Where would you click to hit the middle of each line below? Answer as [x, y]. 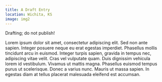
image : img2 [17, 19]
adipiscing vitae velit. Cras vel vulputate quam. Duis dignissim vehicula [78, 59]
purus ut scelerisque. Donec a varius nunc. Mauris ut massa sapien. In [77, 69]
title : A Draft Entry [28, 10]
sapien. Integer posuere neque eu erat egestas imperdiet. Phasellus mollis [81, 48]
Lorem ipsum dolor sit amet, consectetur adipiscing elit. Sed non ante [77, 43]
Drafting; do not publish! [30, 33]
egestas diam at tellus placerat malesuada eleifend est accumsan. [73, 75]
